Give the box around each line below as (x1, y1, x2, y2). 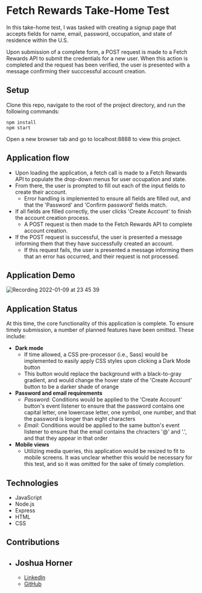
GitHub (24, 580, 42, 588)
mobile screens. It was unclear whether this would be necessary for (24, 454, 193, 461)
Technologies (6, 478, 59, 488)
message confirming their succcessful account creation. (6, 67, 147, 75)
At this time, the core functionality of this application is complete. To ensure (6, 320, 194, 327)
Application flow (6, 153, 70, 164)
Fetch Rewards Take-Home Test (6, 4, 170, 18)
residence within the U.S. (6, 36, 69, 44)
